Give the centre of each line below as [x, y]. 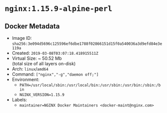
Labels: [19, 100]
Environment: [25, 79]
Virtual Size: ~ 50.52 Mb [37, 58]
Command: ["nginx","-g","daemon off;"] [55, 74]
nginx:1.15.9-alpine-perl [58, 9]
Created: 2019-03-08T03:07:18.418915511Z [55, 53]
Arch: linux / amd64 [30, 69]
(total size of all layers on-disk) [44, 63]
